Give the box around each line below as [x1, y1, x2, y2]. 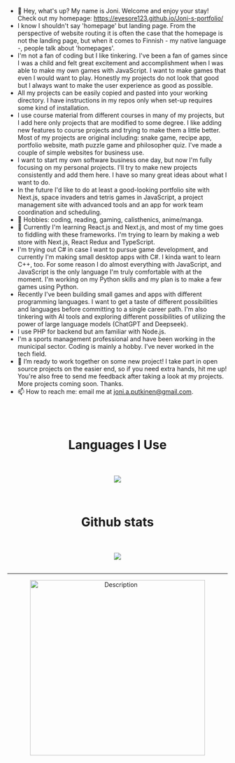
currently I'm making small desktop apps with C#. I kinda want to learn [17, 253, 221, 261]
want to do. [17, 178, 50, 186]
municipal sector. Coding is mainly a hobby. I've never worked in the [17, 343, 215, 350]
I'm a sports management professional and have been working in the [17, 335, 215, 343]
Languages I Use [68, 437, 167, 453]
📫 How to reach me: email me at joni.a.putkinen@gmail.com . [17, 387, 194, 396]
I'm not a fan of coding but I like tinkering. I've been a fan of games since [17, 51, 228, 60]
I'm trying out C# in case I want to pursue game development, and [17, 246, 208, 253]
